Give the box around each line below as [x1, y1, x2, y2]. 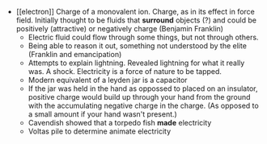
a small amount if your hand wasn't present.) [28, 109, 178, 119]
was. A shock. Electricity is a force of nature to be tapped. [28, 67, 222, 76]
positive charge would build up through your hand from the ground [28, 93, 251, 101]
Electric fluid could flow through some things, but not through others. [28, 32, 259, 42]
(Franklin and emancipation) [28, 50, 122, 59]
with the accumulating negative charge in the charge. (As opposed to [28, 101, 259, 110]
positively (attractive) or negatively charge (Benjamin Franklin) [15, 24, 224, 33]
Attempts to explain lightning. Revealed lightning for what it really [28, 58, 245, 68]
